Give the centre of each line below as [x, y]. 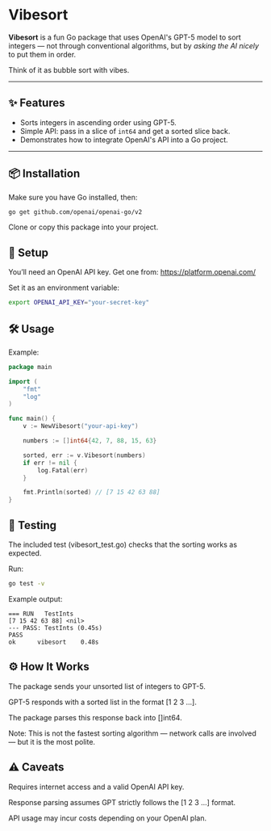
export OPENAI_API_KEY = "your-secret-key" [79, 303]
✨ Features [37, 103]
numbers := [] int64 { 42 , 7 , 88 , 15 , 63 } [90, 441]
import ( [23, 381]
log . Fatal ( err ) [63, 470]
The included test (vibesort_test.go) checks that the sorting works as [123, 544]
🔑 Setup [29, 252]
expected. [25, 553]
